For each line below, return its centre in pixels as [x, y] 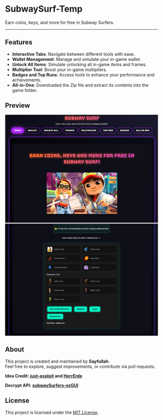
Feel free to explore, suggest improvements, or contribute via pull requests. [80, 366]
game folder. [25, 90]
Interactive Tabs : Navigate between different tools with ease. [73, 54]
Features [19, 42]
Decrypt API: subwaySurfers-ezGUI [42, 385]
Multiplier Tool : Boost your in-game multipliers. [60, 70]
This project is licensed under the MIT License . [52, 412]
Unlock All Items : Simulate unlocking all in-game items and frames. [79, 64]
